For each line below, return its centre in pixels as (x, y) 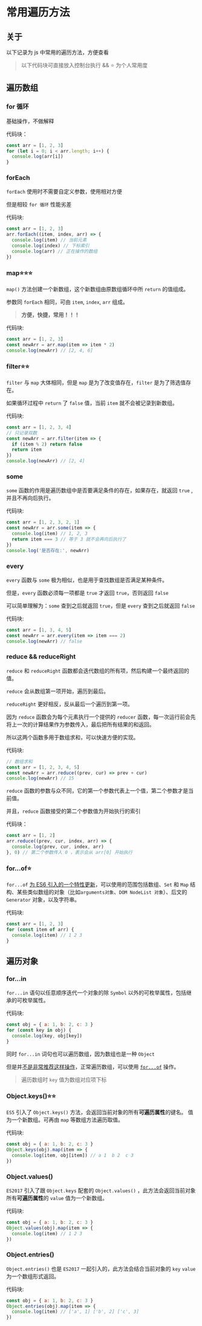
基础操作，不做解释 (30, 121)
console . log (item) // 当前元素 (49, 240)
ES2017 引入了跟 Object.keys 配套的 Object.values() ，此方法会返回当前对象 (101, 1190)
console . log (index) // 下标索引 (50, 246)
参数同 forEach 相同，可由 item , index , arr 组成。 (67, 302)
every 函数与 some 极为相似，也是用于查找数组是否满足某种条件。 (87, 580)
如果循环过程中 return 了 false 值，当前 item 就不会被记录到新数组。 (92, 402)
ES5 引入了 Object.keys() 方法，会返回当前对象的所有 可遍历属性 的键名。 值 (100, 1112)
